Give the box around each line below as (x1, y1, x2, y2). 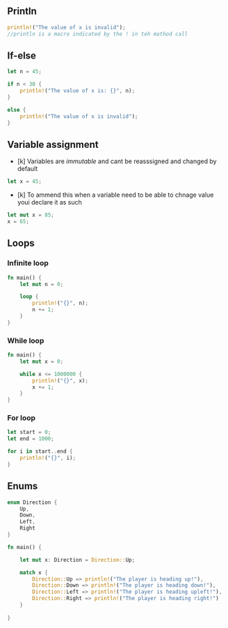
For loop (7, 413, 36, 423)
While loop (7, 336, 44, 345)
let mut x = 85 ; (7, 211, 54, 219)
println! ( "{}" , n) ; (32, 300, 89, 307)
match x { (19, 569, 49, 576)
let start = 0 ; (7, 429, 51, 436)
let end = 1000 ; (7, 435, 54, 442)
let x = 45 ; (7, 178, 42, 185)
